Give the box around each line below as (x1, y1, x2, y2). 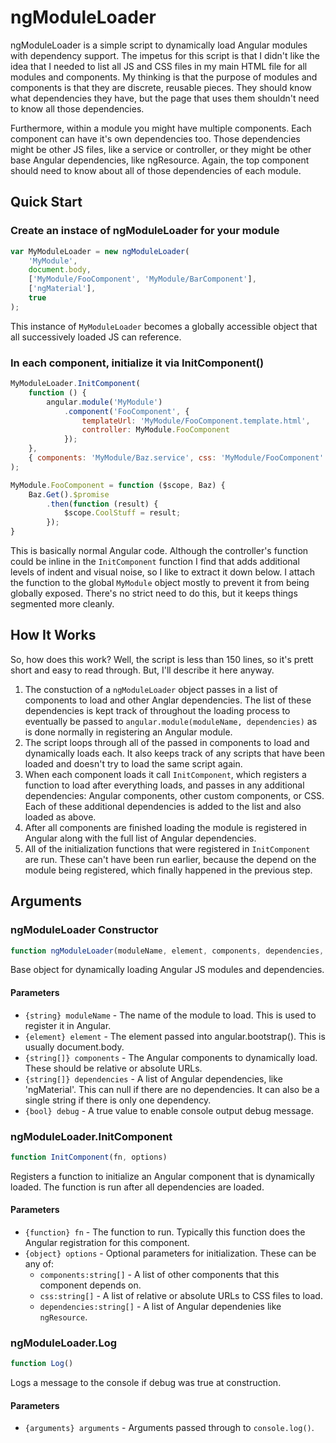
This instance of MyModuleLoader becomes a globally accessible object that (10, 320, 318, 332)
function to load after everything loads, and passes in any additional (24, 779, 305, 791)
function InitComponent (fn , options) (10, 1152, 168, 1162)
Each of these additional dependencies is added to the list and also (24, 800, 302, 812)
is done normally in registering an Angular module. (24, 726, 233, 738)
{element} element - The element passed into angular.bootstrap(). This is (24, 1030, 326, 1042)
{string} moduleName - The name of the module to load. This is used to (24, 1009, 317, 1021)
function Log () (10, 1359, 74, 1369)
